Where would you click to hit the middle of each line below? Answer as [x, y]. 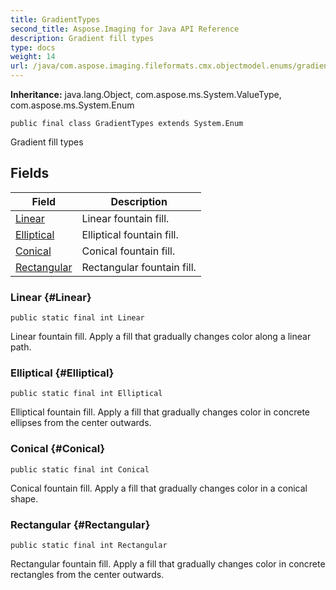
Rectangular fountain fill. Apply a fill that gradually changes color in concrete [168, 564]
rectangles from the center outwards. [87, 574]
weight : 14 [33, 57]
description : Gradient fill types [82, 38]
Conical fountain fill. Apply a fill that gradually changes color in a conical [159, 488]
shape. [24, 498]
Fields [30, 173]
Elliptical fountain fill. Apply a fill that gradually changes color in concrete [160, 412]
